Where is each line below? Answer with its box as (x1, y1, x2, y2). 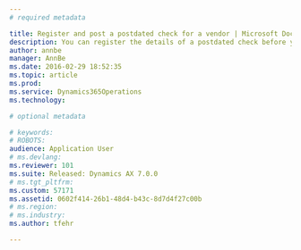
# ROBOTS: (9, 136, 47, 146)
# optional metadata (9, 112, 87, 121)
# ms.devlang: (9, 153, 63, 162)
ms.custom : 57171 (9, 186, 74, 195)
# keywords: (9, 128, 54, 137)
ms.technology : (9, 96, 66, 104)
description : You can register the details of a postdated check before (9, 37, 287, 46)
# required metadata (9, 12, 87, 22)
